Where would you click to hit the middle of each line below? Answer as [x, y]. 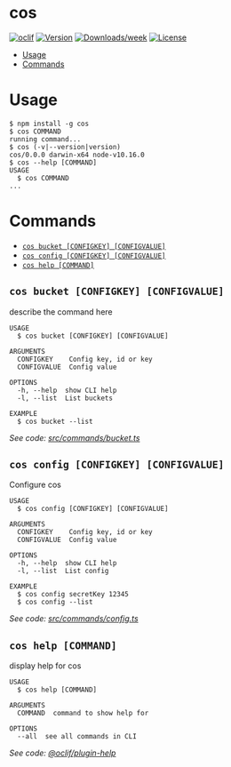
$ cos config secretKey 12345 [73, 595]
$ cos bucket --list [55, 421]
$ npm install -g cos [49, 124]
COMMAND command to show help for [83, 714]
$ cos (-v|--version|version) [65, 147]
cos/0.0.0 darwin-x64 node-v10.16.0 [77, 155]
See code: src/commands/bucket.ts [75, 437]
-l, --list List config [63, 571]
